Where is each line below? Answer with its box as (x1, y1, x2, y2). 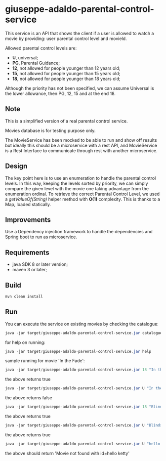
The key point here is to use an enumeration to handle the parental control (5, 175, 156, 181)
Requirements (5, 248, 49, 256)
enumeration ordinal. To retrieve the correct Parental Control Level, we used (5, 191, 160, 197)
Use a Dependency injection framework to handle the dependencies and (5, 229, 153, 235)
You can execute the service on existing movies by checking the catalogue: (5, 321, 159, 327)
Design (5, 162, 28, 170)
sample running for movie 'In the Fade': (5, 358, 85, 364)
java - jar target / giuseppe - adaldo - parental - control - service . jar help (5, 349, 152, 354)
